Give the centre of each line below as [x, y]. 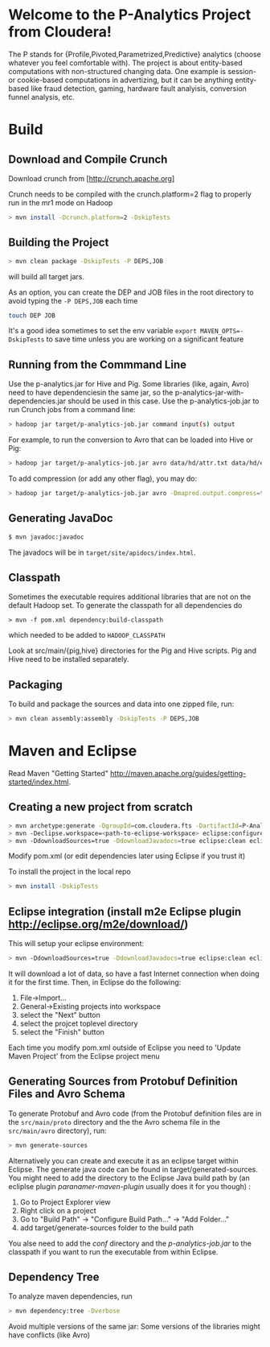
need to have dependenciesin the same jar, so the [91, 393]
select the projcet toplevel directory [79, 1023]
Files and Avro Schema [67, 1094]
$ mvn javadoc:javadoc [46, 537]
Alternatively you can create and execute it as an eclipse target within [123, 1160]
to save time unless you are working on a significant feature [145, 339]
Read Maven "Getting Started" [58, 773]
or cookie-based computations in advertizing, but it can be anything [121, 80]
